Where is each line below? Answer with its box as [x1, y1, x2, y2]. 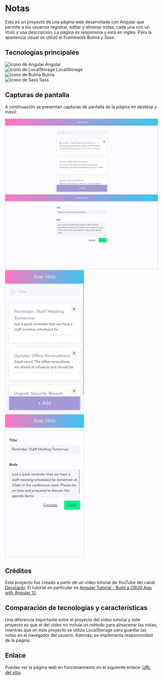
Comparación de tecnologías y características [5, 604, 148, 612]
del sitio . [5, 669, 22, 675]
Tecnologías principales [5, 49, 79, 57]
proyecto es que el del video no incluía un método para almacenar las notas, [5, 622, 158, 628]
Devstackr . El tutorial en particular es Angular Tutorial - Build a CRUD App [5, 585, 152, 591]
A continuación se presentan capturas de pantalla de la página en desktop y [5, 104, 157, 110]
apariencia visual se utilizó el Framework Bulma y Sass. [5, 34, 115, 40]
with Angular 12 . [5, 590, 37, 596]
